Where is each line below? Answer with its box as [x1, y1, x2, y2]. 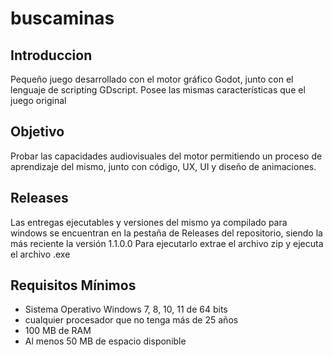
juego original [10, 95, 67, 106]
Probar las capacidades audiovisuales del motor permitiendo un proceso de [10, 150, 323, 162]
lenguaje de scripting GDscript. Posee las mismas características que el [10, 84, 306, 96]
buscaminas [10, 7, 115, 30]
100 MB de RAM [24, 325, 92, 337]
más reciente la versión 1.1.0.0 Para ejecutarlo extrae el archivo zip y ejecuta [10, 237, 324, 249]
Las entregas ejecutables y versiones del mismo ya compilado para [10, 216, 288, 228]
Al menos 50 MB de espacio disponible [24, 335, 187, 347]
